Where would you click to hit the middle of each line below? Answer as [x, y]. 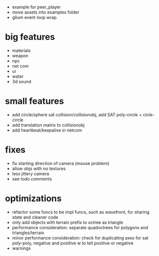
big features [30, 37]
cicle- [149, 114]
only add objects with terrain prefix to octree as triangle [68, 222]
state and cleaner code [35, 217]
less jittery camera [31, 174]
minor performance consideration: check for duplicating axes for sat [80, 238]
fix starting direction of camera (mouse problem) [61, 163]
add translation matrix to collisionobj [48, 125]
